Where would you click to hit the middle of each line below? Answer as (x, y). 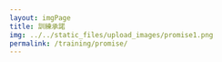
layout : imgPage (40, 18)
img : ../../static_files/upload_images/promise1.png (111, 35)
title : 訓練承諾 (37, 26)
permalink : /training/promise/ (69, 43)
